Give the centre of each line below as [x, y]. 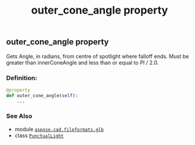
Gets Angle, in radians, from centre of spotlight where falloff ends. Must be [97, 56]
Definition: [22, 78]
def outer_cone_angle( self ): [42, 95]
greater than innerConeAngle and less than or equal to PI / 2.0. [82, 62]
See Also [19, 116]
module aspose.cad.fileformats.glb [59, 129]
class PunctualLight [39, 135]
